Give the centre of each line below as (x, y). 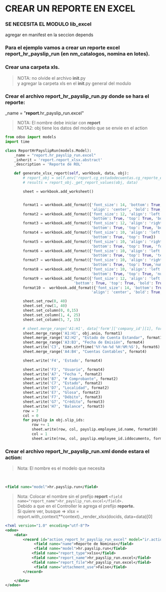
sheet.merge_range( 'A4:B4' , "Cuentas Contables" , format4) (85, 352)
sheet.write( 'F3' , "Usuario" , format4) (64, 370)
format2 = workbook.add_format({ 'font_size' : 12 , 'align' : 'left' (93, 214)
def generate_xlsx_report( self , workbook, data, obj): (72, 173)
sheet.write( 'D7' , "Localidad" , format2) (66, 388)
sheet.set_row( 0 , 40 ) (45, 301)
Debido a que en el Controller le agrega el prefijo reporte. (76, 506)
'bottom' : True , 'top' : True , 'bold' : (113, 283)
